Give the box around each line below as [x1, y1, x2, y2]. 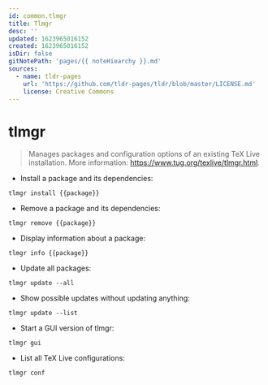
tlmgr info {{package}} [8, 249, 89, 257]
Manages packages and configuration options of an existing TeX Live [28, 149, 260, 159]
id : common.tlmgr [8, 11, 67, 20]
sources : [8, 65, 38, 73]
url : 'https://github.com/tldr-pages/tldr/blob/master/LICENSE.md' [23, 80, 256, 88]
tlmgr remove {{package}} [8, 219, 96, 227]
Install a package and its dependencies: [19, 174, 153, 184]
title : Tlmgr [8, 19, 53, 28]
